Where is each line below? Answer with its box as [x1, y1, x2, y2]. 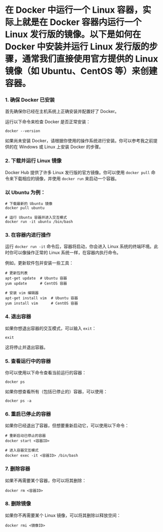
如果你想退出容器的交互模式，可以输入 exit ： [5, 325, 97, 331]
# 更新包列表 [5, 271, 28, 276]
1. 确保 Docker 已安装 [5, 96, 55, 103]
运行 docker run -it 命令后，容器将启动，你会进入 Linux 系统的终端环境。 [5, 244, 154, 249]
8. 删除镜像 [5, 500, 31, 507]
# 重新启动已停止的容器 [5, 433, 46, 438]
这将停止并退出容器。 [5, 344, 48, 350]
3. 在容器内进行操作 [5, 232, 51, 238]
